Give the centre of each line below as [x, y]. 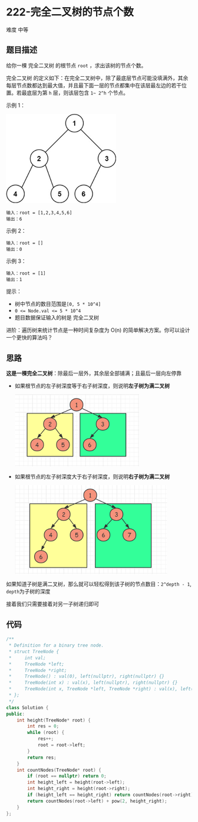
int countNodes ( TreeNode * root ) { [59, 770]
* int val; [27, 658]
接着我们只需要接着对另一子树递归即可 [52, 604]
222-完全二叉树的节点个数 [70, 12]
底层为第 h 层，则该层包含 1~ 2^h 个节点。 [77, 93]
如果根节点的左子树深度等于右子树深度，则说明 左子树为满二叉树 [92, 386]
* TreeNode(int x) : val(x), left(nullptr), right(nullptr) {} [93, 683]
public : [16, 714]
